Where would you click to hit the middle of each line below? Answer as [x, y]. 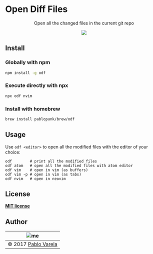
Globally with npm [28, 62]
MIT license [17, 206]
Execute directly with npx [37, 85]
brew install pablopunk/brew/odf [40, 119]
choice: [13, 152]
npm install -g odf [25, 73]
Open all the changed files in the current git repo [84, 23]
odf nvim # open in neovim [35, 178]
